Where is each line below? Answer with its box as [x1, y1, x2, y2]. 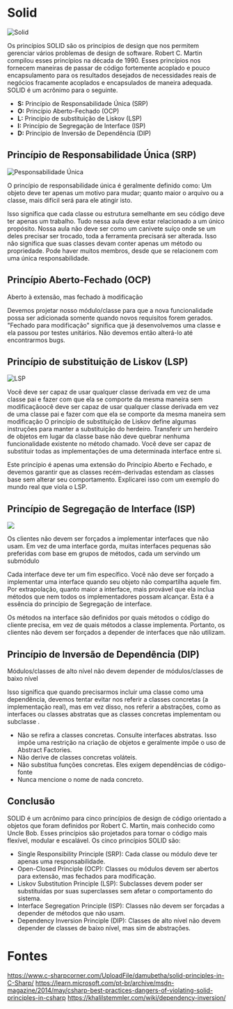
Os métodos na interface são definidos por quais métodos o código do [7, 613, 210, 622]
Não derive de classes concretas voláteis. [17, 753, 138, 761]
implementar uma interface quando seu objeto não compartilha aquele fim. [7, 578, 222, 586]
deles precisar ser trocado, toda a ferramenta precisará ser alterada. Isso [7, 231, 217, 240]
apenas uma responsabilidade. [17, 857, 106, 865]
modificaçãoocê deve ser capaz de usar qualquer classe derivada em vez [7, 403, 219, 411]
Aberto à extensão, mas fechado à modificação [7, 293, 143, 301]
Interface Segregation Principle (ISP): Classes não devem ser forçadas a [17, 901, 225, 910]
